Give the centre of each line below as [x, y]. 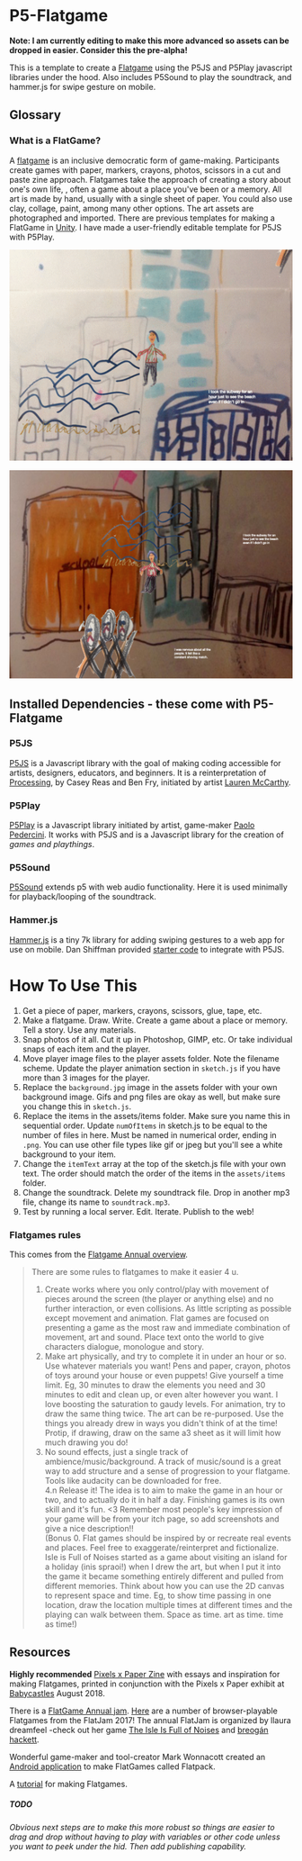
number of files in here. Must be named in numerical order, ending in [149, 1134]
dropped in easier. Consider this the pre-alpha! [98, 50]
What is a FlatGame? [55, 140]
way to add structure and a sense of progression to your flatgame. [167, 1471]
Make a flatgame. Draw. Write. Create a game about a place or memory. [155, 1020]
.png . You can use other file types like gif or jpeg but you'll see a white [152, 1144]
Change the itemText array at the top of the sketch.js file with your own [154, 1163]
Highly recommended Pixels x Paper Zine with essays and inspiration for [145, 1674]
